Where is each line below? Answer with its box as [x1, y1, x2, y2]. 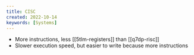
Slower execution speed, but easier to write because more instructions [14, 42, 189, 49]
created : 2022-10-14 [6, 14, 58, 20]
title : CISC [6, 8, 36, 15]
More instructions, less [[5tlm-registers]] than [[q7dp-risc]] [14, 36, 159, 43]
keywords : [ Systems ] [6, 20, 58, 25]
